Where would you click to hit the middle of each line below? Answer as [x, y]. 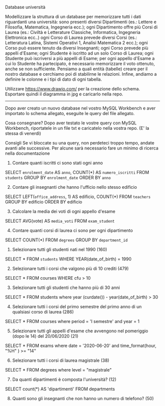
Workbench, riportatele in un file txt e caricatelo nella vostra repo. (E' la [77, 128]
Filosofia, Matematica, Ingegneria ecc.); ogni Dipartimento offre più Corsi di [82, 27]
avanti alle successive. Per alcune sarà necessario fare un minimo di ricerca [82, 148]
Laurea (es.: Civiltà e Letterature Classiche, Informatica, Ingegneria [73, 32]
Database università [25, 7]
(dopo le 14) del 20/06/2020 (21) [45, 336]
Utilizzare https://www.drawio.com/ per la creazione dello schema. [73, 89]
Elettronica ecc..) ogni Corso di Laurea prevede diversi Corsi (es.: [71, 37]
